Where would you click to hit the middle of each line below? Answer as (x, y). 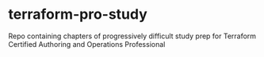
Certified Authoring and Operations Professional (87, 44)
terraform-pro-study (78, 14)
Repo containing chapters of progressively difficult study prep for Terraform (132, 36)
